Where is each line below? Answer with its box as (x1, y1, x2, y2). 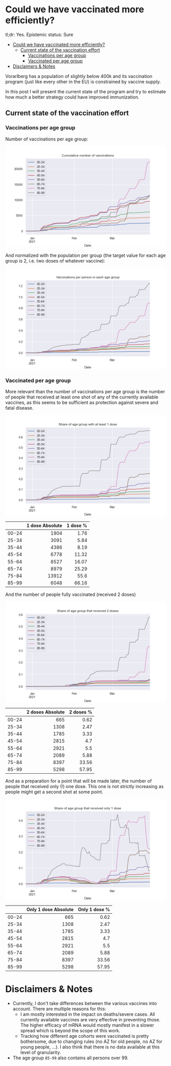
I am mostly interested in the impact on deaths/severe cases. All (20, 1011, 155, 1017)
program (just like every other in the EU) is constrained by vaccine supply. (5, 78, 161, 85)
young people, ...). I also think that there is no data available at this (20, 1043, 160, 1050)
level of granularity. (20, 1049, 61, 1055)
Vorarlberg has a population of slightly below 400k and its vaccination (5, 73, 153, 79)
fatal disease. (5, 405, 34, 411)
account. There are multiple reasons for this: (12, 1005, 106, 1012)
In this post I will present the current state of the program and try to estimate (5, 88, 166, 94)
